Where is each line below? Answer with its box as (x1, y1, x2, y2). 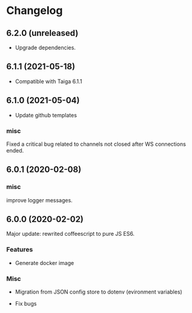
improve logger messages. (6, 196, 73, 204)
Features (6, 246, 33, 254)
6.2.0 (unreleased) (6, 28, 79, 38)
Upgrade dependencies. (15, 44, 76, 51)
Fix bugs (15, 300, 37, 308)
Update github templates (15, 111, 78, 119)
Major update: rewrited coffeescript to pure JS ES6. (6, 230, 135, 238)
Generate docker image (15, 259, 74, 266)
